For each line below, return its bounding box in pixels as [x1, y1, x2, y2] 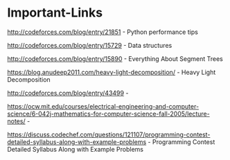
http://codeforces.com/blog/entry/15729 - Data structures [7, 41, 172, 49]
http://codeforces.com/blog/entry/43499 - [7, 89, 129, 97]
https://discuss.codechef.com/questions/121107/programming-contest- [7, 130, 211, 139]
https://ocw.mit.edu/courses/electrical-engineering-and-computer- [7, 102, 200, 110]
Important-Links [7, 5, 103, 21]
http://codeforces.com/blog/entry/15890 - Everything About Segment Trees [7, 54, 224, 63]
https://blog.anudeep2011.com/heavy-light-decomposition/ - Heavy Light [7, 68, 216, 76]
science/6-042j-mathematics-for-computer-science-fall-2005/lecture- [7, 109, 210, 118]
